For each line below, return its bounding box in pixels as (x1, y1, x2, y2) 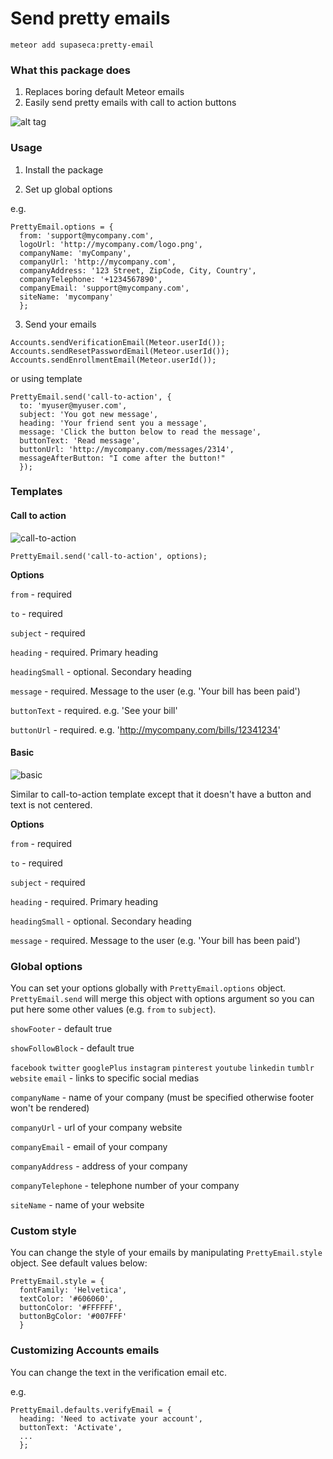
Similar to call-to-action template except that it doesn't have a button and (10, 788, 312, 800)
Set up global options (24, 183, 113, 195)
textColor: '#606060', (19, 1294, 114, 1304)
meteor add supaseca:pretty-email (10, 40, 155, 50)
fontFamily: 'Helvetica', (19, 1285, 128, 1296)
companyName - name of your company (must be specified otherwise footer (10, 1092, 315, 1104)
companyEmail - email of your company (10, 1141, 168, 1153)
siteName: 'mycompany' (19, 292, 114, 302)
